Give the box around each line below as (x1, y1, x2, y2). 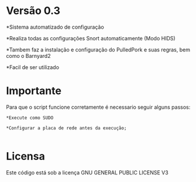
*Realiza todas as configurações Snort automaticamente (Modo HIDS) (6, 35, 176, 42)
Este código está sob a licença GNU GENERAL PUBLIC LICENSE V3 (6, 169, 169, 176)
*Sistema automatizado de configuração (6, 23, 104, 30)
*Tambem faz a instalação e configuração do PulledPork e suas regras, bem (6, 46, 190, 53)
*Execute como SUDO (6, 115, 54, 121)
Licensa (6, 150, 45, 163)
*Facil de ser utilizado (6, 63, 60, 71)
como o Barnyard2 (6, 52, 51, 59)
